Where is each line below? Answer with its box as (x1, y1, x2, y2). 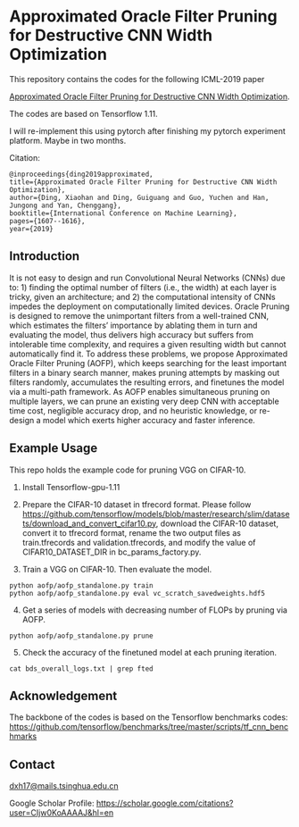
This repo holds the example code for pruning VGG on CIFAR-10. (9, 464, 246, 475)
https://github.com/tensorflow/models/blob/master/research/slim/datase (21, 508, 290, 519)
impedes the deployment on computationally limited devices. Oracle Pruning (9, 301, 290, 312)
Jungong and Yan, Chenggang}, (9, 201, 122, 210)
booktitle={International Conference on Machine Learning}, (9, 208, 238, 218)
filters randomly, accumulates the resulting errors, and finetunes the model (9, 377, 285, 388)
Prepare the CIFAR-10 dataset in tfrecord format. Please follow (21, 498, 252, 510)
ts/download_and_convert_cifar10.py (21, 518, 156, 529)
